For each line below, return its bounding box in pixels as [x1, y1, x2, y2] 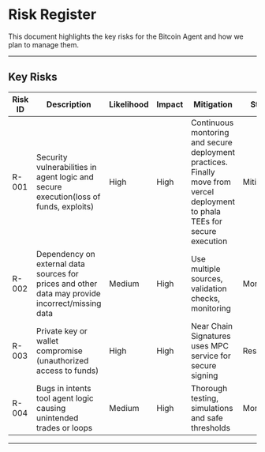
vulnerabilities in [36, 161, 97, 172]
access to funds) [36, 365, 99, 376]
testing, [190, 393, 219, 404]
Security [36, 152, 68, 163]
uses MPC [190, 340, 230, 351]
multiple [190, 263, 221, 274]
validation [190, 283, 227, 294]
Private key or [36, 326, 88, 337]
